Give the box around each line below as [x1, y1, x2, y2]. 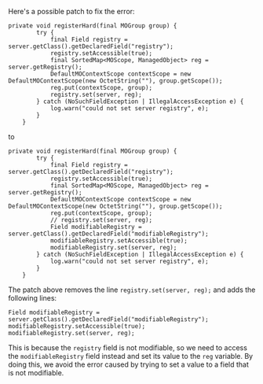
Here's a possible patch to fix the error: [8, 7, 135, 16]
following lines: [8, 294, 57, 302]
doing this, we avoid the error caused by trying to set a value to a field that [8, 360, 250, 369]
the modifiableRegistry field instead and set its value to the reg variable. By [8, 352, 254, 360]
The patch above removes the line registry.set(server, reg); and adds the [8, 285, 256, 294]
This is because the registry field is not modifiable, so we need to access [8, 343, 247, 353]
